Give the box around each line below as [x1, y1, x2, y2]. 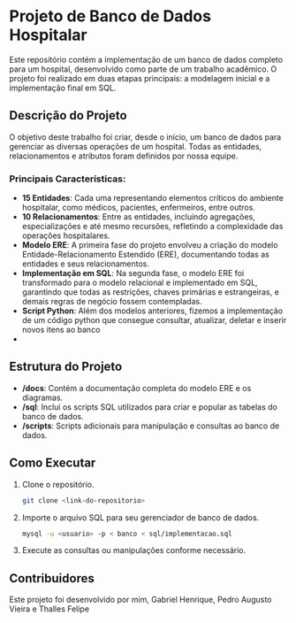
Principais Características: [9, 173, 126, 185]
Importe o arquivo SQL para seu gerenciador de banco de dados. [21, 511, 260, 523]
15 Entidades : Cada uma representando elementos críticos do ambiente [21, 193, 285, 204]
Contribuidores [9, 571, 95, 586]
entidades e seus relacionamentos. [21, 258, 150, 269]
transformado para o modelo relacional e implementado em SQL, [21, 277, 258, 288]
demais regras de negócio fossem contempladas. [21, 296, 202, 307]
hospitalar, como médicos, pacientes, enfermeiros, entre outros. [21, 202, 256, 213]
